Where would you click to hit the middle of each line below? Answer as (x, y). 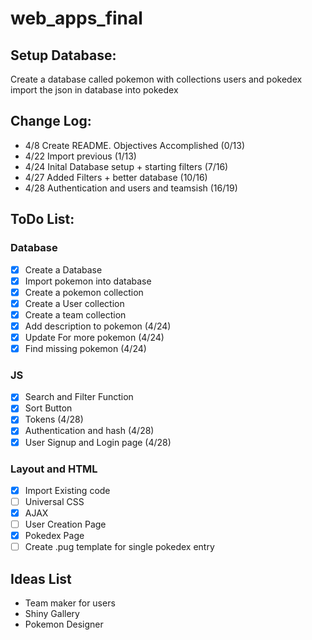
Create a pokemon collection (84, 292)
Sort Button (48, 408)
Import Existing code (67, 490)
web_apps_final (76, 18)
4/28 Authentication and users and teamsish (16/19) (131, 188)
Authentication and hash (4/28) (89, 431)
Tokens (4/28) (54, 419)
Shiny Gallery (52, 614)
